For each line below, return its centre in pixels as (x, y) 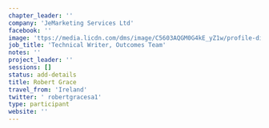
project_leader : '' (41, 60)
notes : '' (25, 52)
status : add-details (43, 75)
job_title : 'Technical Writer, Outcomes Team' (87, 45)
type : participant (39, 104)
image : (19, 38)
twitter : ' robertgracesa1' (55, 97)
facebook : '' (30, 30)
